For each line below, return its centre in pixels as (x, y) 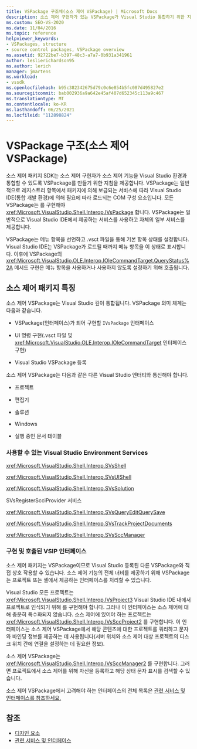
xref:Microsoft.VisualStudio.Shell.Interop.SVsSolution (70, 488)
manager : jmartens (28, 72)
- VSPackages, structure (36, 45)
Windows (26, 424)
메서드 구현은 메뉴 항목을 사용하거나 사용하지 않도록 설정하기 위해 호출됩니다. (102, 268)
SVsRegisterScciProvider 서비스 (44, 501)
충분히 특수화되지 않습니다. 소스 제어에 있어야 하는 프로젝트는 (82, 614)
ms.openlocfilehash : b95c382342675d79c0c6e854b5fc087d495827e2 (85, 88)
